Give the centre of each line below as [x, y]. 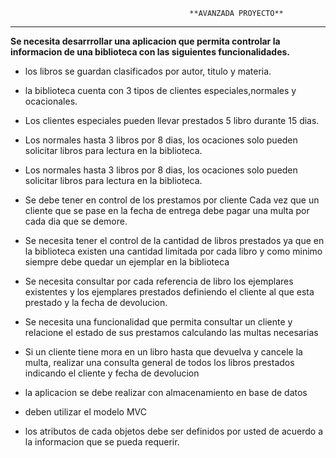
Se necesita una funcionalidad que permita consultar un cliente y [158, 322]
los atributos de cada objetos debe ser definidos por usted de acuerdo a [174, 431]
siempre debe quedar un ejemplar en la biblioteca [127, 262]
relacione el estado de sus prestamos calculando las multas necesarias [171, 332]
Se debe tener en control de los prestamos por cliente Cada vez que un [172, 200]
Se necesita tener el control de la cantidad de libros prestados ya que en [174, 240]
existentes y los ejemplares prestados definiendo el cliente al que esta [169, 292]
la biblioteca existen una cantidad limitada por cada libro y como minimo [173, 251]
